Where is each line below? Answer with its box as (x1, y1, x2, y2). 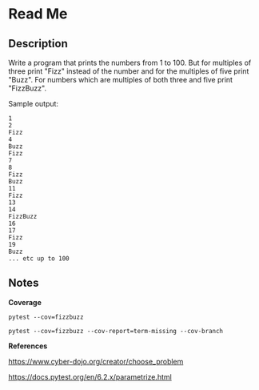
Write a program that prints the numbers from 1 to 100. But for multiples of (8, 58, 252, 67)
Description (8, 37, 68, 50)
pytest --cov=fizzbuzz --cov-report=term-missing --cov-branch (8, 327, 224, 335)
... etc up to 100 (8, 255, 70, 263)
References (8, 341, 48, 351)
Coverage (8, 297, 42, 307)
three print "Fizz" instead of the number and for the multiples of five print (8, 66, 249, 76)
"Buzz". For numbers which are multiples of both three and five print (8, 75, 233, 84)
